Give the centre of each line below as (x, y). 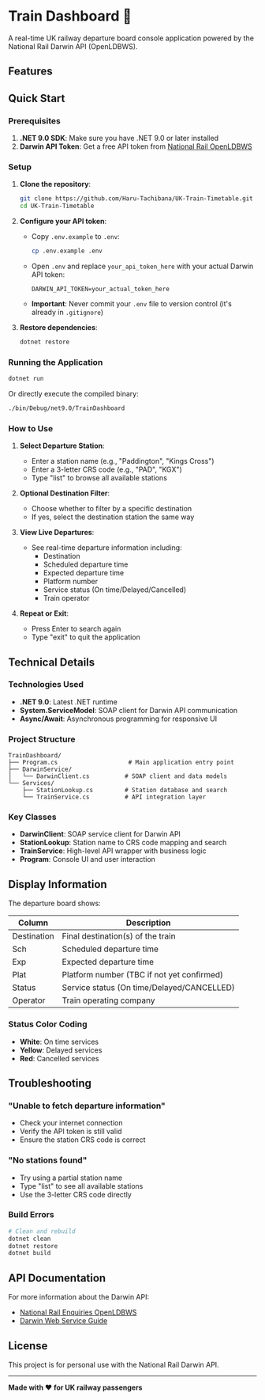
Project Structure (42, 739)
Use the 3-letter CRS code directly (75, 1194)
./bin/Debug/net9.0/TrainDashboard (67, 408)
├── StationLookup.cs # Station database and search (125, 791)
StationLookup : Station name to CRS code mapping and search (123, 843)
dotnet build (30, 1254)
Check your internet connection (71, 1123)
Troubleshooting (50, 1083)
